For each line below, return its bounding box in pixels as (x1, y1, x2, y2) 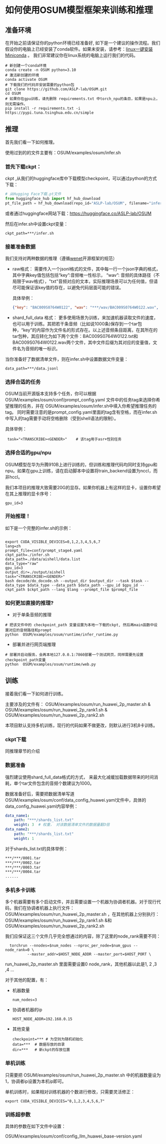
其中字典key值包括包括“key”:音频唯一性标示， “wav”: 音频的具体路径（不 (12, 272, 160, 278)
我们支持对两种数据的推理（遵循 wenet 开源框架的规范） (5, 255, 118, 261)
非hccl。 (5, 474, 23, 480)
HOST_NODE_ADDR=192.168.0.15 (12, 1017, 73, 1022)
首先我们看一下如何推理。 (5, 139, 57, 145)
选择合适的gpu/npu (5, 449, 52, 456)
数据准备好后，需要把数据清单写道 (5, 791, 75, 797)
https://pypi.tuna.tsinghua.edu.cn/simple (5, 110, 94, 115)
